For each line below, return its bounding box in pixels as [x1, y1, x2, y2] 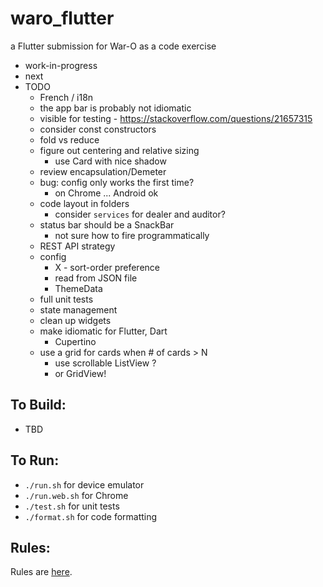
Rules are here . [10, 566, 73, 578]
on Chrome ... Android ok [54, 187, 159, 199]
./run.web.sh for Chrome [24, 489, 129, 501]
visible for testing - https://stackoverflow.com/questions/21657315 [39, 112, 313, 124]
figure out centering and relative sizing [39, 144, 200, 156]
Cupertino [54, 335, 97, 347]
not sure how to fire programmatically [54, 229, 210, 241]
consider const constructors [39, 123, 157, 135]
